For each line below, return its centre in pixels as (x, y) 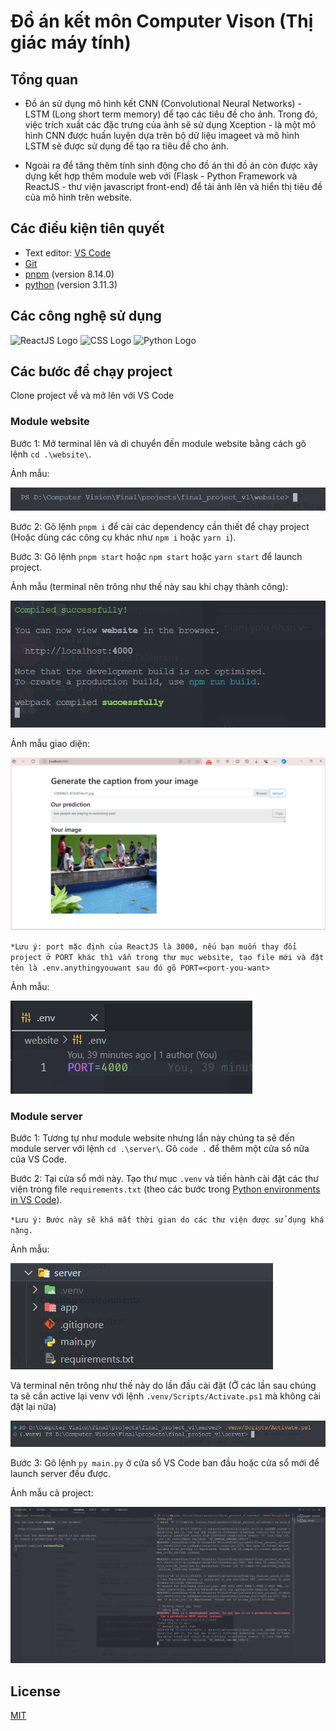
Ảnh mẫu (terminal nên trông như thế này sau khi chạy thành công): (149, 587)
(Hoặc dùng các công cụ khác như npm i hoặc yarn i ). (123, 537)
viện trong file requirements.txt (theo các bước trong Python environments (165, 1189)
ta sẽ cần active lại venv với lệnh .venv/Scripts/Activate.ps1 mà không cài (165, 1396)
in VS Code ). (36, 1200)
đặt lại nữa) (33, 1407)
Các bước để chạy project (91, 371)
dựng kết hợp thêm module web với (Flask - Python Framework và (161, 176)
